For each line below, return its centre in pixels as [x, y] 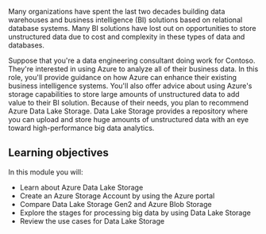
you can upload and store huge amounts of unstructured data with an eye [129, 119]
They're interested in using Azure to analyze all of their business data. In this [133, 69]
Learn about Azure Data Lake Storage [81, 187]
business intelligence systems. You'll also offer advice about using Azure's [130, 86]
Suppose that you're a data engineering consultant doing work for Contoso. [132, 60]
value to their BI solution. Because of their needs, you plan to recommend [128, 103]
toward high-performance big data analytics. [81, 128]
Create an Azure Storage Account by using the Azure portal [117, 196]
